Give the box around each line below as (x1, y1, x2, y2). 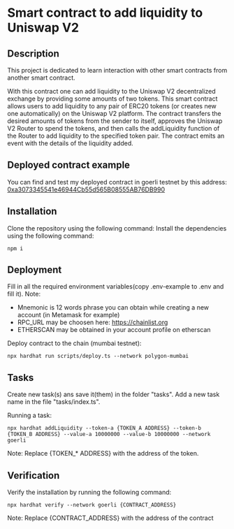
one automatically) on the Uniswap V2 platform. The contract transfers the (7, 110, 221, 117)
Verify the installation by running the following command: (7, 488, 172, 497)
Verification (7, 470, 60, 481)
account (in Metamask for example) (17, 311, 120, 319)
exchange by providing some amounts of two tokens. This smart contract (7, 94, 218, 103)
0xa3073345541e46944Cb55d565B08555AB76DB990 (7, 185, 166, 194)
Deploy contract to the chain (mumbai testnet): (7, 339, 142, 347)
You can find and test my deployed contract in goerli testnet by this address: (7, 177, 227, 186)
